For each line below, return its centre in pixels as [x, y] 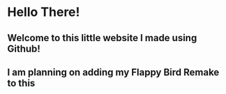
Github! [24, 48]
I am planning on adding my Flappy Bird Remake [113, 72]
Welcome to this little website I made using [102, 38]
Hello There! [44, 12]
